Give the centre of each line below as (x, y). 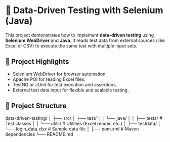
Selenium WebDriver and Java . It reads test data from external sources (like (85, 40)
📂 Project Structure (36, 106)
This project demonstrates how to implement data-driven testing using (80, 35)
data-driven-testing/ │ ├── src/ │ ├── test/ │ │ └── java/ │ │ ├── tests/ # (84, 118)
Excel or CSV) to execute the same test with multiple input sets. (71, 45)
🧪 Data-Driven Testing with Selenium (84, 10)
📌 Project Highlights (37, 62)
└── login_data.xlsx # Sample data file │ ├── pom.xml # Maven (72, 129)
